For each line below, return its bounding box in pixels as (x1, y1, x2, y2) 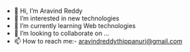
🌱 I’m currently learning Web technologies (13, 22, 136, 30)
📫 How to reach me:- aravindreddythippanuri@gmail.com (13, 37, 183, 45)
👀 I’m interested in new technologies (13, 14, 120, 22)
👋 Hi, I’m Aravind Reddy (13, 7, 83, 15)
